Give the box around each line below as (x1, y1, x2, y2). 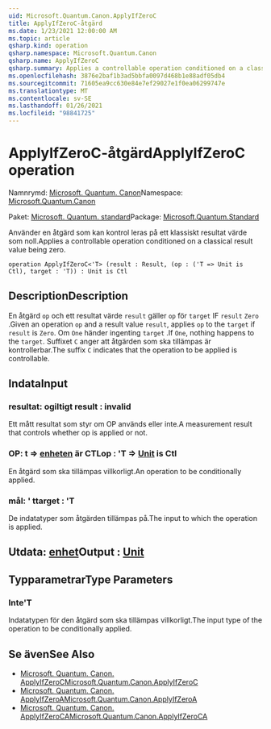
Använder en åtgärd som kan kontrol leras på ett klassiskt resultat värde (8, 227, 248, 237)
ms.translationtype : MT (8, 86, 89, 95)
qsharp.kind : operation (8, 42, 89, 50)
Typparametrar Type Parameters (8, 573, 173, 586)
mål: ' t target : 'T (8, 495, 75, 506)
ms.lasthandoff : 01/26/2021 (8, 102, 103, 110)
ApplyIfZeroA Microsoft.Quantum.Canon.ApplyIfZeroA (19, 694, 198, 704)
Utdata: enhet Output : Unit (8, 545, 144, 559)
